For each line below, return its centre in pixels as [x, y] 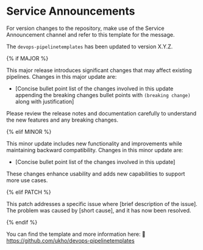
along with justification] [45, 101]
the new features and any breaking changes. [62, 120]
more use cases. [27, 180]
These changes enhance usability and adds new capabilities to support [96, 174]
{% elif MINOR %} [29, 131]
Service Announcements [71, 11]
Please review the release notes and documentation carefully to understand [101, 113]
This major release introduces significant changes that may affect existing [99, 70]
